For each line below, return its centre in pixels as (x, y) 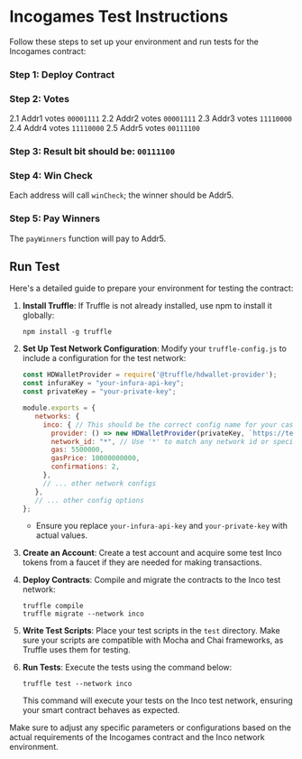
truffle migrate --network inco (83, 614)
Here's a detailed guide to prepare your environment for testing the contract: (151, 288)
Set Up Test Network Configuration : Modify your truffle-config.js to (154, 348)
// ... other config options (89, 500)
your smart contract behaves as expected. (101, 710)
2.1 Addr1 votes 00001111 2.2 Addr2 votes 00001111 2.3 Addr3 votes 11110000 (151, 118)
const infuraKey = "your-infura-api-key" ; (103, 384)
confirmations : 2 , (85, 467)
